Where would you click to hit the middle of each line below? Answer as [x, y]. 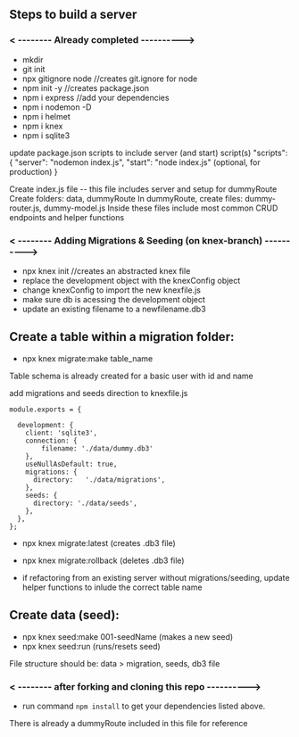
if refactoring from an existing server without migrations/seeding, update [156, 577]
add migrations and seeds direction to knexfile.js [99, 393]
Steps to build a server [73, 15]
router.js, [25, 208]
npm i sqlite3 [46, 135]
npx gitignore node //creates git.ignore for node [110, 79]
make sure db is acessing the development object [113, 299]
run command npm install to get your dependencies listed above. [144, 706]
